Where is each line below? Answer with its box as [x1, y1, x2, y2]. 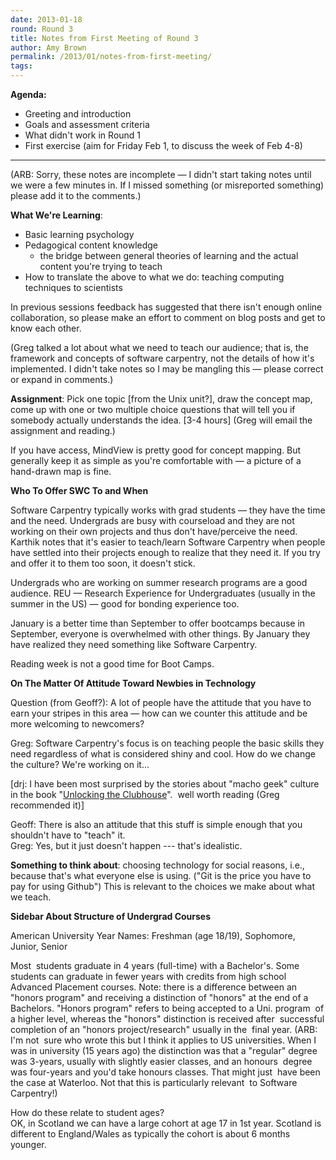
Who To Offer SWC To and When [10, 485, 149, 496]
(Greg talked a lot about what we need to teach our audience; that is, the [10, 342, 309, 353]
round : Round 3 [10, 24, 74, 34]
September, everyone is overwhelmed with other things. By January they [10, 628, 311, 640]
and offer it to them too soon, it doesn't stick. [10, 557, 196, 569]
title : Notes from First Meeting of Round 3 [10, 33, 199, 43]
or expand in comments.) [10, 374, 114, 385]
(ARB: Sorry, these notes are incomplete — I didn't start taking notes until [10, 169, 312, 180]
